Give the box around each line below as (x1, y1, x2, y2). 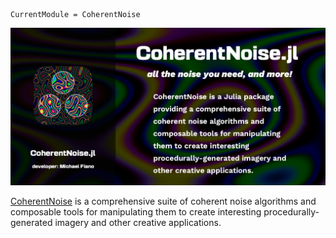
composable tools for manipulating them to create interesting (10, 206, 262, 218)
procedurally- (263, 206, 320, 218)
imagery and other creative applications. (54, 217, 222, 228)
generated (10, 217, 53, 228)
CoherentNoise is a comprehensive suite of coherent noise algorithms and (10, 195, 317, 207)
